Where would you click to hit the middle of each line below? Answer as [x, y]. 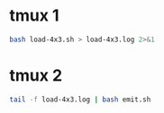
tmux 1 [35, 16]
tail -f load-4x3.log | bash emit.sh [80, 100]
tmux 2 [36, 75]
